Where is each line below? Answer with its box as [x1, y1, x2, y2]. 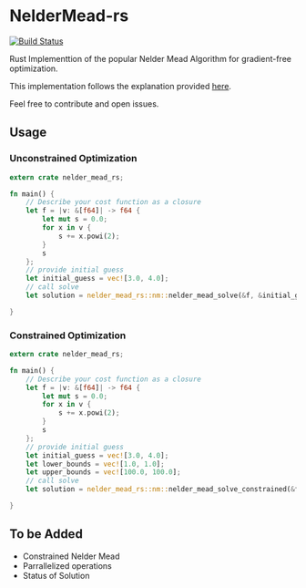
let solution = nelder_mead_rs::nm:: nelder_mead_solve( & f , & [25, 291, 262, 300]
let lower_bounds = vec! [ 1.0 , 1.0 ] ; [25, 459, 166, 469]
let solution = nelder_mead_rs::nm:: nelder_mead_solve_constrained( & [25, 485, 296, 494]
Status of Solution [22, 570, 90, 581]
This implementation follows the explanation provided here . [9, 80, 232, 91]
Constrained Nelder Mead [22, 551, 120, 562]
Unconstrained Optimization [9, 152, 138, 165]
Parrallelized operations [22, 560, 112, 571]
